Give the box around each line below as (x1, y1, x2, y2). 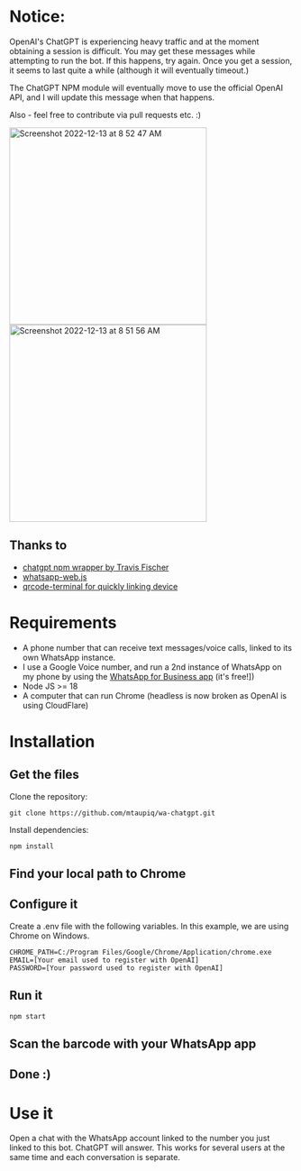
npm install (9, 841, 54, 851)
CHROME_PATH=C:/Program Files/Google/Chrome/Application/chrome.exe (9, 947, 272, 956)
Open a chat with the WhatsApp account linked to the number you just (9, 1133, 270, 1144)
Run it (9, 988, 43, 1003)
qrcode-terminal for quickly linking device (22, 581, 178, 591)
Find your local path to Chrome (9, 866, 187, 882)
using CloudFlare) (22, 700, 89, 710)
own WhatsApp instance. (22, 652, 116, 663)
